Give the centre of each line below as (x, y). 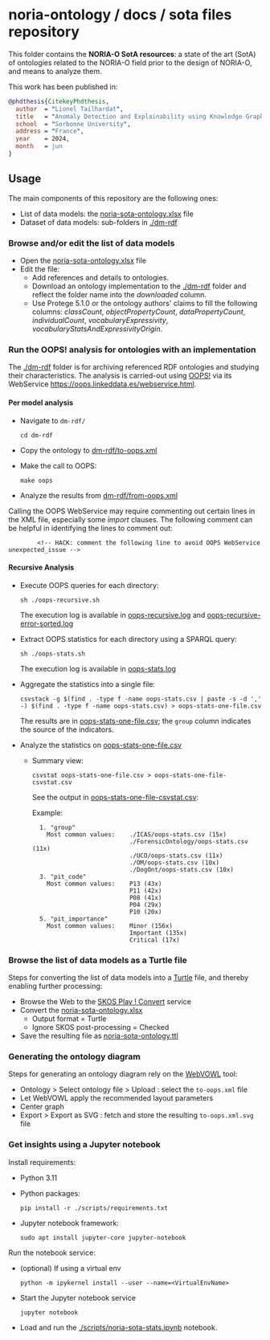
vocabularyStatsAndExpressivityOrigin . (97, 329)
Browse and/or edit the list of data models (92, 243)
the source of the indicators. (67, 729)
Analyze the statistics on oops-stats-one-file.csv (101, 745)
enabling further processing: (55, 987)
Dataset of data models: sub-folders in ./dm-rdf (99, 222)
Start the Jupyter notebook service (78, 1297)
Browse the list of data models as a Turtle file (98, 960)
